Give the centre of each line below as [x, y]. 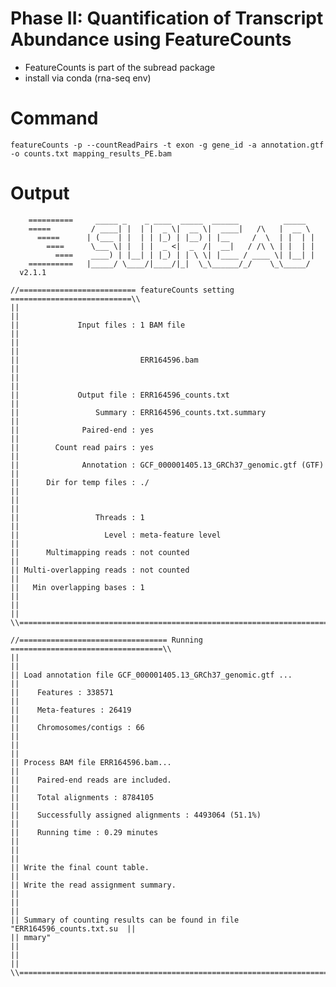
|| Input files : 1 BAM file [98, 325]
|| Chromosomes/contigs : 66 [77, 727]
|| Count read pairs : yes [82, 447]
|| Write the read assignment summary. [93, 885]
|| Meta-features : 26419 [71, 710]
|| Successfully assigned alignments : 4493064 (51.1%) [136, 815]
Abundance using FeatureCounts [151, 39]
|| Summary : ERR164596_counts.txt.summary [138, 412]
